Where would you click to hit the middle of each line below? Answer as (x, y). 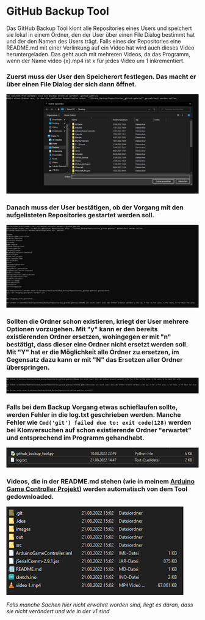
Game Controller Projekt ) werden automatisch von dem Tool (97, 489)
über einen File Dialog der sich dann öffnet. (72, 84)
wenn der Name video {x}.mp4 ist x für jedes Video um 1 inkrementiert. (95, 61)
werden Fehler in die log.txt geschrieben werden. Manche (94, 415)
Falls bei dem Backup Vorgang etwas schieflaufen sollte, (92, 407)
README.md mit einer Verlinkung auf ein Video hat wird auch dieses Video (100, 48)
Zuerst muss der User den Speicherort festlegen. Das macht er (101, 77)
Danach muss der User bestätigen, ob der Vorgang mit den (95, 207)
